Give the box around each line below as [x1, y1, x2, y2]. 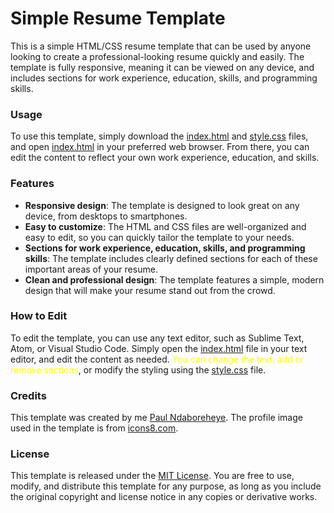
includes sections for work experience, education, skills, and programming [10, 72, 318, 84]
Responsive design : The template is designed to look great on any [24, 199, 300, 211]
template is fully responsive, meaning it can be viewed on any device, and [10, 61, 315, 73]
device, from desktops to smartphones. [24, 210, 188, 222]
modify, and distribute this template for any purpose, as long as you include [10, 480, 322, 492]
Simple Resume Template [10, 7, 226, 30]
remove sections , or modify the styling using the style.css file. [10, 363, 267, 376]
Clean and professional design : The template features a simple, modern [24, 273, 325, 286]
